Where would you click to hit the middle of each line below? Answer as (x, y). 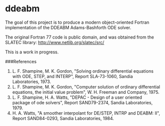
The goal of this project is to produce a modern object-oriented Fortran (77, 22)
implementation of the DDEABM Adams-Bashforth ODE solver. (68, 27)
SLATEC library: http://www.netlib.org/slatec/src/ (55, 42)
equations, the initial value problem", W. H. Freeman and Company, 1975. (86, 92)
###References (21, 61)
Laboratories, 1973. (32, 82)
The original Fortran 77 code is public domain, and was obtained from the (80, 37)
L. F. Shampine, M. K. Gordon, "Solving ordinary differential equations (83, 71)
